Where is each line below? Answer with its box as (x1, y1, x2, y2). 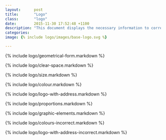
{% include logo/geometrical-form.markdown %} (5, 52, 105, 58)
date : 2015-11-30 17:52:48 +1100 (5, 21, 90, 26)
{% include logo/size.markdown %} (5, 72, 78, 78)
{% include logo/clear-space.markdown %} (5, 62, 94, 68)
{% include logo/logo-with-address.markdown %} (5, 91, 107, 97)
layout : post (5, 7, 43, 12)
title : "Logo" (5, 12, 48, 17)
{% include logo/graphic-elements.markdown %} (5, 110, 105, 116)
